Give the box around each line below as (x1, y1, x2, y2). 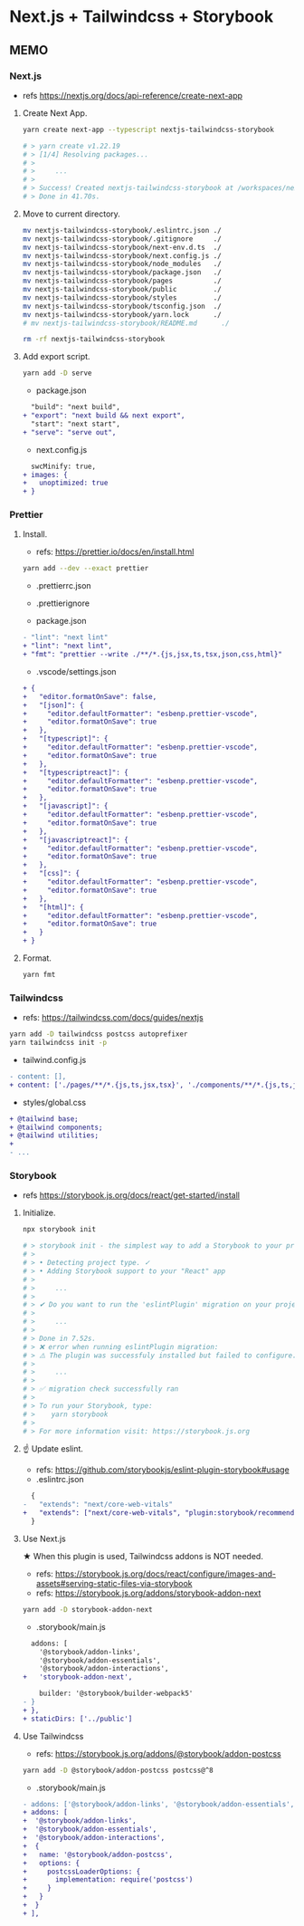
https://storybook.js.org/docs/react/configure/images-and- (55, 1568, 276, 1579)
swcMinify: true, (31, 462, 97, 471)
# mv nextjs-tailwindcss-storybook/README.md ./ (22, 319, 230, 328)
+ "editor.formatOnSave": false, (22, 692, 157, 701)
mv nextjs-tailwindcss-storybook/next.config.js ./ (22, 251, 222, 260)
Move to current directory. (22, 208, 120, 219)
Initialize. (22, 1207, 56, 1219)
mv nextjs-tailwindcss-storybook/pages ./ (22, 276, 222, 286)
